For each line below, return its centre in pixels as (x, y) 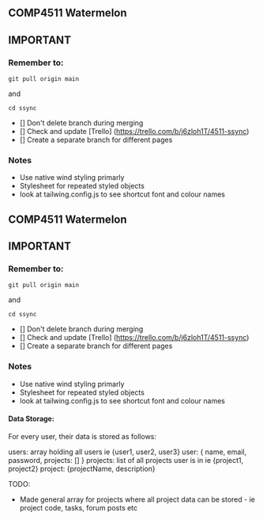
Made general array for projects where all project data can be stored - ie (137, 499)
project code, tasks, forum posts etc (79, 507)
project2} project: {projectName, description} (82, 468)
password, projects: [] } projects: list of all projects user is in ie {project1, (126, 460)
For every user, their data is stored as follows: (82, 436)
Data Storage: (32, 419)
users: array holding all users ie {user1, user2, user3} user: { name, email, (128, 452)
